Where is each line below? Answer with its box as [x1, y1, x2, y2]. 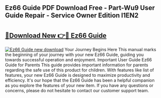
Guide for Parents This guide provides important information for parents [5, 62, 148, 68]
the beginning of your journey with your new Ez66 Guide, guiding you [5, 52, 144, 57]
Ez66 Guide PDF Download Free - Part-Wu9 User [5, 4, 155, 12]
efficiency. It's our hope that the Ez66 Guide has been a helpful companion [5, 77, 155, 83]
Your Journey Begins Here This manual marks [64, 47, 157, 52]
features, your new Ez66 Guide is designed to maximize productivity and [5, 72, 150, 78]
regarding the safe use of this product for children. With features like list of [5, 67, 154, 73]
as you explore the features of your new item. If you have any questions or [5, 83, 154, 88]
